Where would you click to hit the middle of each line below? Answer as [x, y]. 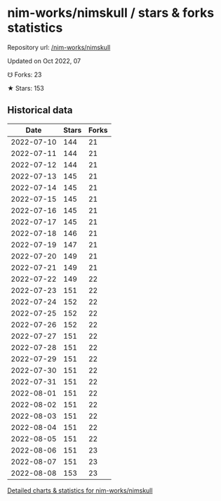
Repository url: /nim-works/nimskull [59, 47]
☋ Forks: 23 [25, 74]
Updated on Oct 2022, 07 [44, 60]
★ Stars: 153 [26, 88]
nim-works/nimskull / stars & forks [111, 13]
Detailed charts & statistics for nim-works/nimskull [80, 490]
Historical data [40, 110]
